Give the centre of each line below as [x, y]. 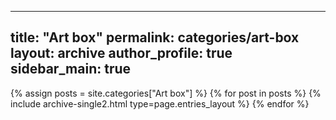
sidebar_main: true [71, 69]
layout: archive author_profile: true [121, 53]
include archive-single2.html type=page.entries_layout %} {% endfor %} [160, 103]
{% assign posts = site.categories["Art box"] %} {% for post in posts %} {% [166, 93]
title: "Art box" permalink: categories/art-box [155, 37]
